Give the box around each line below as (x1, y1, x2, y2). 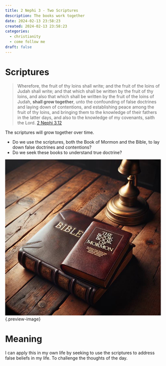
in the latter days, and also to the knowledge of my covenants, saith (17, 114, 155, 120)
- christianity (9, 34, 41, 39)
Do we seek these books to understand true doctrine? (12, 149, 122, 156)
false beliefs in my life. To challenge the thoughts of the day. (5, 355, 128, 361)
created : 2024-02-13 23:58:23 (5, 24, 68, 29)
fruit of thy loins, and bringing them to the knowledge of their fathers (17, 109, 157, 115)
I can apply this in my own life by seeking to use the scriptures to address (5, 350, 155, 356)
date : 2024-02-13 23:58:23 (5, 18, 61, 23)
